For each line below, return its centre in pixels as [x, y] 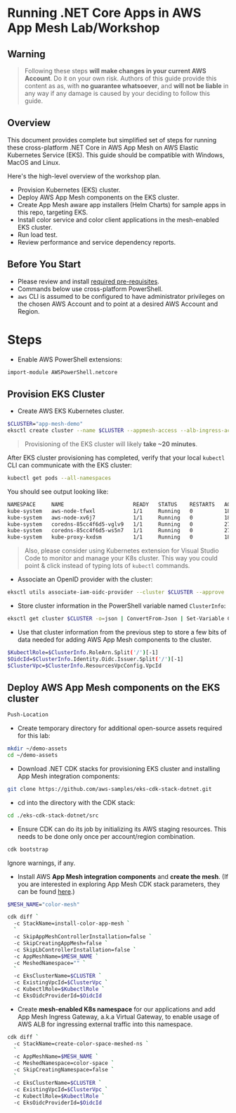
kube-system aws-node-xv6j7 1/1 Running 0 [100, 517]
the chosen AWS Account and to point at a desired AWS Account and [118, 304]
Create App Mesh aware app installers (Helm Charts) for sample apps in [122, 204]
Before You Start [44, 265]
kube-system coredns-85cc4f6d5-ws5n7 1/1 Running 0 [100, 531]
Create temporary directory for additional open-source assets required [120, 728]
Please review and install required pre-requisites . [88, 281]
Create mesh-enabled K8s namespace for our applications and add [116, 1009]
